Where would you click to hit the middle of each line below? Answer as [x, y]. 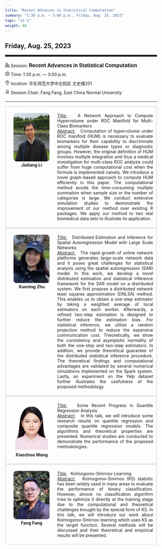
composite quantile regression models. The [105, 426]
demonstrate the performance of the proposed [105, 441]
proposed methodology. [81, 387]
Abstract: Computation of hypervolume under [105, 131]
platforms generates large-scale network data [105, 258]
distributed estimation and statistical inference [105, 279]
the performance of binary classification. [105, 489]
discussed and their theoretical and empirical [105, 530]
